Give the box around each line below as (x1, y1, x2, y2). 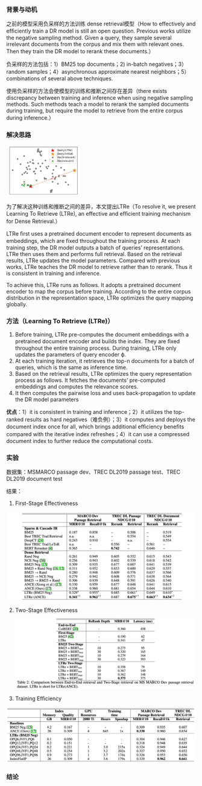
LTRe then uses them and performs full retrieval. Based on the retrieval (6, 250, 182, 257)
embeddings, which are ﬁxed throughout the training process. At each (6, 237, 181, 244)
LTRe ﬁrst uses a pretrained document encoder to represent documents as (6, 230, 192, 237)
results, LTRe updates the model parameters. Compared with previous (6, 257, 180, 264)
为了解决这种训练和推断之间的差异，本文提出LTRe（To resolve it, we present (6, 202, 196, 210)
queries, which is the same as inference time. (14, 364, 128, 371)
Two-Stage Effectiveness (14, 607, 78, 614)
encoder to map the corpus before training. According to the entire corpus (6, 288, 191, 295)
